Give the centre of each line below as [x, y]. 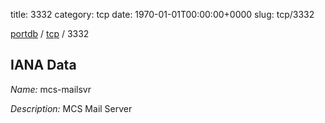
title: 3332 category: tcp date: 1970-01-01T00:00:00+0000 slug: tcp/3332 [162, 14]
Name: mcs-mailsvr [51, 89]
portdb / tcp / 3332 [50, 33]
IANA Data [43, 65]
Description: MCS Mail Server [71, 108]
